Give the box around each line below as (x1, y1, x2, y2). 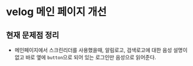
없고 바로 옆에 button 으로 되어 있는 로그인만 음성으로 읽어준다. (14, 54, 156, 61)
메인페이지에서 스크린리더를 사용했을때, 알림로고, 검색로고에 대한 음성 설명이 (14, 47, 188, 53)
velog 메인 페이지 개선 (6, 5, 107, 19)
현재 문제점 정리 (6, 30, 59, 40)
